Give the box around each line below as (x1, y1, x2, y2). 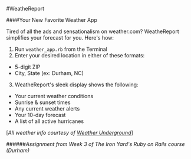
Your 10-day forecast (14, 112, 66, 118)
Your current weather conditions (14, 93, 94, 99)
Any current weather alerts (14, 105, 80, 112)
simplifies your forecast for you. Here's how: (6, 34, 114, 41)
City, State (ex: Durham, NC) (14, 70, 84, 76)
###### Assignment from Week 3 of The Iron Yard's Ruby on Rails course (6, 141, 185, 147)
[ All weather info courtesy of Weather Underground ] (6, 129, 134, 136)
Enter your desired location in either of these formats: (14, 52, 145, 59)
